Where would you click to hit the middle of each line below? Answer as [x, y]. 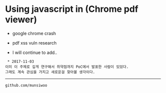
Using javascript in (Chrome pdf [72, 9]
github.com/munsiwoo [26, 85]
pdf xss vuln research [34, 43]
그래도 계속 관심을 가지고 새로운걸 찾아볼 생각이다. [50, 72]
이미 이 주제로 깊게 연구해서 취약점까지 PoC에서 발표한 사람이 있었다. [67, 67]
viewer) [21, 20]
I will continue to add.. [35, 52]
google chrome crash [34, 33]
